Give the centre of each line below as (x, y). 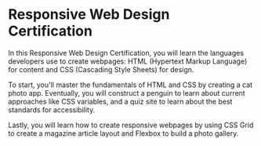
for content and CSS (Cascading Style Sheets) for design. (101, 69)
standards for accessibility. (52, 109)
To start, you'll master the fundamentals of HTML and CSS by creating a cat (130, 85)
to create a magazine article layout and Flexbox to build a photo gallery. (123, 133)
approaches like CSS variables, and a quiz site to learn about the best (120, 101)
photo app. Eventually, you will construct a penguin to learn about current (127, 93)
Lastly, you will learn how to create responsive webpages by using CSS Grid (131, 125)
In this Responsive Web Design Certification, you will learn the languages (126, 53)
